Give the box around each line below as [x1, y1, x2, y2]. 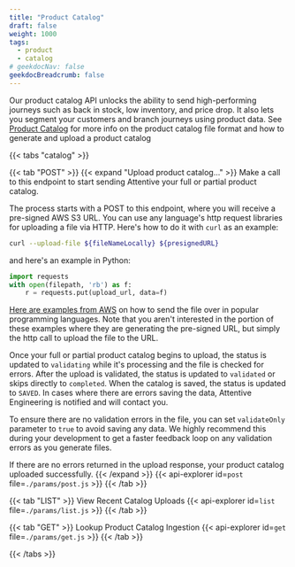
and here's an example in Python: [9, 254, 131, 266]
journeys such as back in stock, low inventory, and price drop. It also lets [9, 104, 275, 115]
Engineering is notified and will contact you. [9, 397, 169, 408]
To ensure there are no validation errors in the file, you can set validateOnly [9, 414, 285, 425]
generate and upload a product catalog [9, 132, 152, 143]
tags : [9, 37, 29, 47]
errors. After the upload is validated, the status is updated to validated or [9, 369, 276, 379]
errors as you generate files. [9, 442, 112, 453]
